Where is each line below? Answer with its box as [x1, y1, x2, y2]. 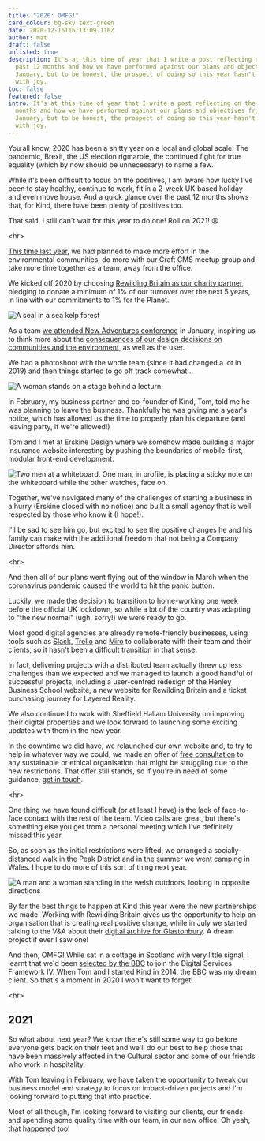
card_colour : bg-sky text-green [8, 19, 114, 27]
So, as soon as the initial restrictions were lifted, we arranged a [8, 845, 213, 855]
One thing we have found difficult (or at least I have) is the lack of [8, 805, 221, 814]
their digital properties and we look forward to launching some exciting [8, 717, 238, 727]
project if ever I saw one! [8, 934, 89, 944]
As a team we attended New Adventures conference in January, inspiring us [8, 325, 256, 335]
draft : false [8, 41, 51, 49]
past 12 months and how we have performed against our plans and [15, 63, 235, 71]
